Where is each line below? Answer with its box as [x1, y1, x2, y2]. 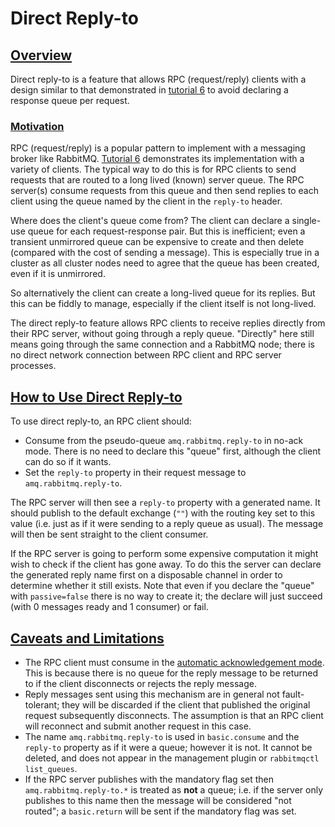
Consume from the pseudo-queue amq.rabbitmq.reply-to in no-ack [24, 435, 304, 447]
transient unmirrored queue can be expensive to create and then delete [10, 236, 305, 248]
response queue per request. [10, 95, 130, 106]
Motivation [10, 119, 65, 133]
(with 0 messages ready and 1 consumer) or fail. [10, 601, 209, 613]
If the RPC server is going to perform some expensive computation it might [10, 548, 319, 560]
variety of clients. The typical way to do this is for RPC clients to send [10, 163, 297, 176]
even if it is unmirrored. [10, 268, 106, 280]
